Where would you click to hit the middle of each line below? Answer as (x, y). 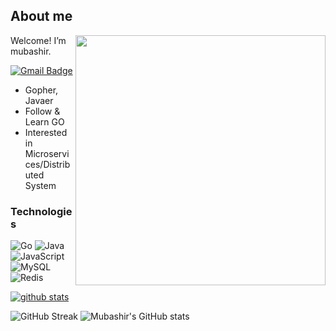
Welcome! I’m (38, 40)
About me (41, 16)
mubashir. (31, 51)
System (40, 185)
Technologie (41, 211)
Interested (46, 132)
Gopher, (41, 90)
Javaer (39, 100)
